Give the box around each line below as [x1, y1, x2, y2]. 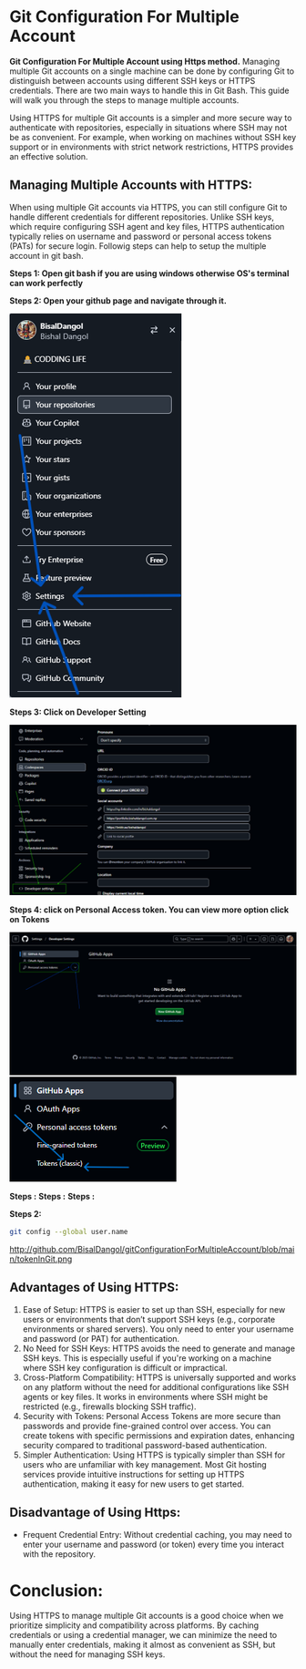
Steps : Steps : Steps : [9, 1191, 96, 1201]
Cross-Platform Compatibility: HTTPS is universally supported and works [22, 1372, 297, 1383]
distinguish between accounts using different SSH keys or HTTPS [9, 75, 256, 86]
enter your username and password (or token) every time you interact [22, 1539, 285, 1550]
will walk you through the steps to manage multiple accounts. [9, 94, 240, 106]
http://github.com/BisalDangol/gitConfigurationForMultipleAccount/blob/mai [9, 1243, 295, 1254]
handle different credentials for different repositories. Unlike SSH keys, [9, 211, 275, 222]
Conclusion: [9, 1580, 104, 1601]
